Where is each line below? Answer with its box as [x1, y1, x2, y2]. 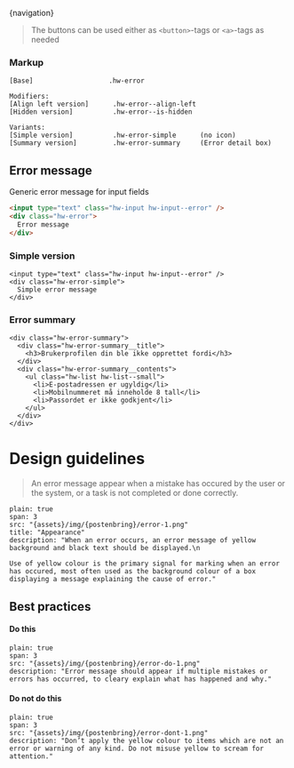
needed [30, 35, 60, 44]
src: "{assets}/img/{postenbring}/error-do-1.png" [9, 659, 201, 668]
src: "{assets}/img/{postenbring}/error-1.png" [9, 520, 189, 530]
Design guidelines [9, 449, 145, 469]
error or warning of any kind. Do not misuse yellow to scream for [9, 744, 265, 753]
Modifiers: [9, 92, 50, 101]
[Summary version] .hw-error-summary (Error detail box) [9, 139, 273, 148]
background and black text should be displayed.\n [9, 544, 201, 553]
